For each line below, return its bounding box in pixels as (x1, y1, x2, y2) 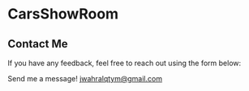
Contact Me (7, 37, 68, 51)
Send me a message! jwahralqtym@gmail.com (7, 74, 163, 83)
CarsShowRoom (7, 5, 119, 23)
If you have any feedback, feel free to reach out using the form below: (7, 58, 242, 68)
